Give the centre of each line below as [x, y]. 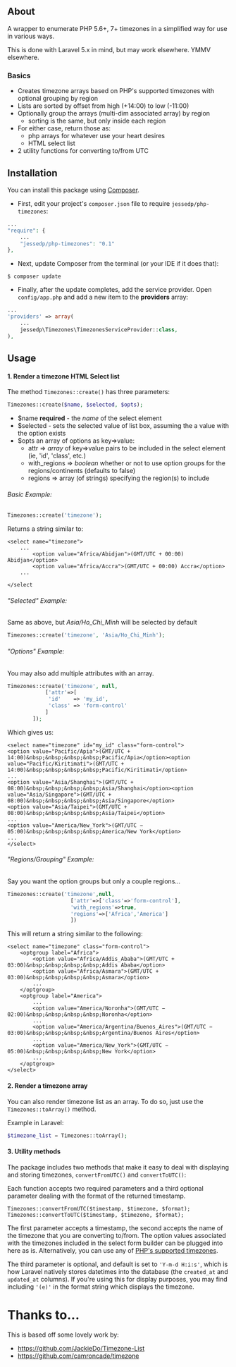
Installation [32, 173]
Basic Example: [30, 494]
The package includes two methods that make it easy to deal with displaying [118, 1167]
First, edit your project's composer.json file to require [94, 203]
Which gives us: [31, 732]
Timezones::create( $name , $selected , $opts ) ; [75, 405]
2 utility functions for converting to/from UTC [83, 151]
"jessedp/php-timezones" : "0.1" [67, 244]
